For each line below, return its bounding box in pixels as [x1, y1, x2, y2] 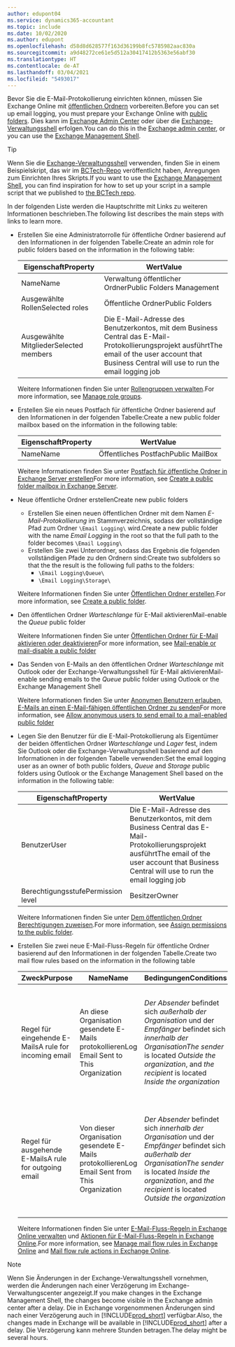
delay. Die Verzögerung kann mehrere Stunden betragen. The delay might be [7, 1326, 227, 1334]
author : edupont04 [7, 10, 61, 18]
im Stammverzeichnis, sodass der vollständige [88, 516, 222, 525]
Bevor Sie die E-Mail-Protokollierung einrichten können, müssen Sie [7, 95, 203, 103]
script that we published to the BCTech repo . [7, 188, 136, 197]
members [20, 350, 52, 359]
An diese [79, 1007, 108, 1016]
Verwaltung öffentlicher [104, 274, 182, 284]
